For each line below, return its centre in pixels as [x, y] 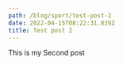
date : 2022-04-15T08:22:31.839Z [61, 23]
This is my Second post [46, 53]
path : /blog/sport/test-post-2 [60, 15]
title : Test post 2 [40, 30]
